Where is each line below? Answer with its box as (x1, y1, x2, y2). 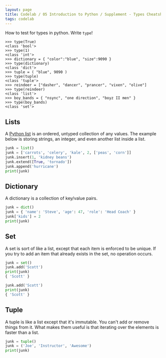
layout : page (5, 7, 32, 12)
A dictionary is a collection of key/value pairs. (5, 196, 98, 201)
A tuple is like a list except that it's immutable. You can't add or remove (5, 319, 149, 325)
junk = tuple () (5, 339, 37, 344)
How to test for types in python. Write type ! (5, 30, 93, 36)
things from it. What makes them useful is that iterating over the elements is (5, 324, 159, 330)
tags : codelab (5, 16, 35, 21)
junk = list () (5, 146, 35, 151)
